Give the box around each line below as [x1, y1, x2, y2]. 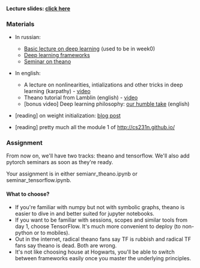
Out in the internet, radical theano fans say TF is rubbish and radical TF [14, 236, 191, 243]
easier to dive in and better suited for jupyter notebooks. [14, 210, 155, 218]
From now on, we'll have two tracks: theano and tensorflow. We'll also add [6, 152, 190, 159]
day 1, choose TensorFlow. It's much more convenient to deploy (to [14, 223, 181, 230]
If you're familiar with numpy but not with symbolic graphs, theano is [14, 204, 185, 211]
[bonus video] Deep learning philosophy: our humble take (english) [23, 100, 190, 108]
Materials [6, 20, 35, 28]
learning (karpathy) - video [23, 87, 91, 94]
